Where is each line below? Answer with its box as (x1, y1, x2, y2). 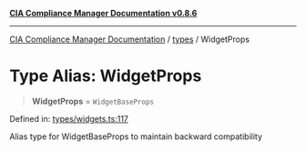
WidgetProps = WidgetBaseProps (31, 96, 155, 106)
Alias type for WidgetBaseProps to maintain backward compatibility (9, 131, 262, 142)
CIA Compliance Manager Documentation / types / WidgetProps (9, 34, 250, 45)
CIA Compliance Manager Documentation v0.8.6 (9, 8, 198, 18)
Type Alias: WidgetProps (9, 65, 202, 86)
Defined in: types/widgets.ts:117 (9, 113, 129, 124)
